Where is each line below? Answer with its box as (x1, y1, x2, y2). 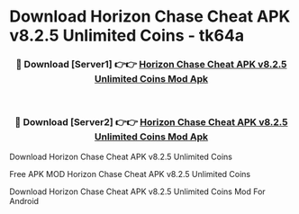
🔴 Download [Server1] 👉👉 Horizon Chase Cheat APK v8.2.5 (15, 58, 287, 71)
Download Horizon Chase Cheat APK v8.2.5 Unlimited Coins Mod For (9, 186, 266, 197)
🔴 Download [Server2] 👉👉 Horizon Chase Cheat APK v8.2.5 (14, 116, 288, 129)
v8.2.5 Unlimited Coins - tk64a (9, 25, 245, 46)
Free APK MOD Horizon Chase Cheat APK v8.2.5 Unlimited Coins (9, 168, 250, 179)
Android (9, 195, 39, 206)
